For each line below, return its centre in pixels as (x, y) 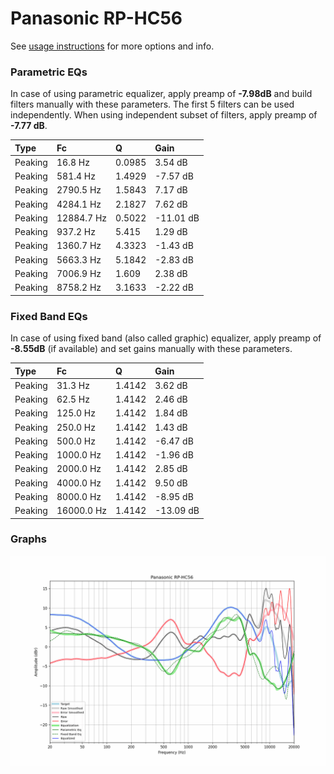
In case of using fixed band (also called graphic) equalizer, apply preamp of (166, 338)
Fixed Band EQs (49, 316)
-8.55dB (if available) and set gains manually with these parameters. (151, 349)
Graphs (28, 539)
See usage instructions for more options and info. (112, 46)
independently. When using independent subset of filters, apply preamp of (164, 115)
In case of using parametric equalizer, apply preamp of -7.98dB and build (161, 94)
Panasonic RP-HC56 (96, 18)
